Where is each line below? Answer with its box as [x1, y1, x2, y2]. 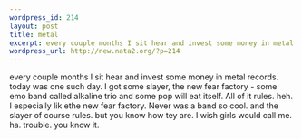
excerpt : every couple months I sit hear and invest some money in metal [9, 38, 295, 48]
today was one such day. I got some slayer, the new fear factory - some [9, 81, 278, 92]
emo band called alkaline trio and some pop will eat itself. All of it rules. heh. [9, 91, 293, 102]
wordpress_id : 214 [9, 13, 79, 23]
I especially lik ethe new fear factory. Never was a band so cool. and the [9, 100, 279, 111]
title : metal [9, 30, 59, 39]
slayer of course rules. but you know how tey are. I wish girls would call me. [9, 110, 293, 121]
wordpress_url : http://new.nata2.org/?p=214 [9, 47, 180, 56]
